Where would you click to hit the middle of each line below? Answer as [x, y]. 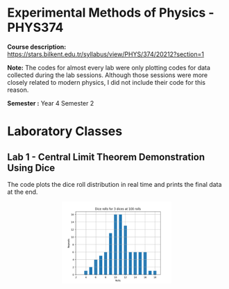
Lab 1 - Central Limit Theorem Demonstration [106, 157]
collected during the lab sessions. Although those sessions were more [108, 75]
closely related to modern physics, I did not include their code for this [107, 82]
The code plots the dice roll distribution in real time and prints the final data [114, 184]
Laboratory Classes [65, 132]
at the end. [23, 192]
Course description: [37, 47]
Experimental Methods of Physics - [111, 13]
